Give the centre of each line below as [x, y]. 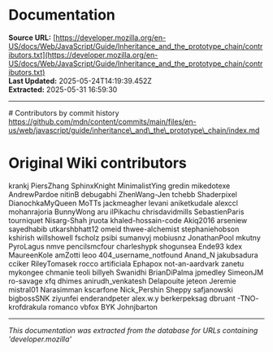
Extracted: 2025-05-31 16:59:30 [63, 89]
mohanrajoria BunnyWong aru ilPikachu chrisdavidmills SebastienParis [126, 211]
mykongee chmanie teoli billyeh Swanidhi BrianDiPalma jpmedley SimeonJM [136, 272]
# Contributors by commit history [64, 112]
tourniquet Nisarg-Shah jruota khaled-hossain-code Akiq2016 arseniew [128, 220]
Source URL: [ [32, 37]
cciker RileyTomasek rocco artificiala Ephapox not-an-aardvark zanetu [126, 263]
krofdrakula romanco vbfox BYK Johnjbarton [83, 306]
